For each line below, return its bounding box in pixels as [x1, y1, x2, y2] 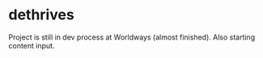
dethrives [8, 6, 74, 24]
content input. [8, 40, 55, 50]
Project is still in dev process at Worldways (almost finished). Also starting [8, 32, 256, 42]
